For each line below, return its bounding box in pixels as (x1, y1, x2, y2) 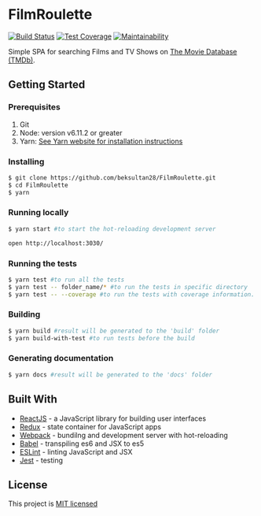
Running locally (8, 207, 69, 218)
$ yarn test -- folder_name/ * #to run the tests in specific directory (8, 283, 248, 291)
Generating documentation (8, 353, 114, 364)
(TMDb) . (8, 55, 35, 65)
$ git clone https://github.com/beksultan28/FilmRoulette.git (8, 173, 216, 182)
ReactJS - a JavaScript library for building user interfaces (19, 414, 207, 423)
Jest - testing (19, 455, 64, 465)
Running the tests (8, 258, 77, 269)
